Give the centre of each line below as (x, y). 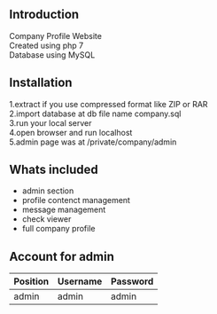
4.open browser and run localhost (71, 132)
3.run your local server (50, 122)
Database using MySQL (52, 55)
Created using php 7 (46, 45)
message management (64, 210)
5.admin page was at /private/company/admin (93, 142)
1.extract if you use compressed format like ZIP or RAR (108, 104)
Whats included (54, 170)
